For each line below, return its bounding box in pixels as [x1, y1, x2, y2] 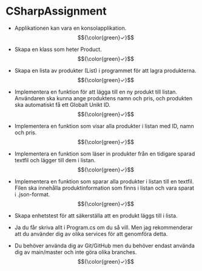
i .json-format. [14, 190, 50, 198]
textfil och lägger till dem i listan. [14, 156, 96, 163]
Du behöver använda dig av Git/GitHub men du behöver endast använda [14, 242, 195, 249]
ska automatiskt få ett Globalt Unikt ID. [14, 101, 110, 108]
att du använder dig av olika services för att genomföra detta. [14, 230, 168, 238]
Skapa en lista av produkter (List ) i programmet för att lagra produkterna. [14, 67, 197, 74]
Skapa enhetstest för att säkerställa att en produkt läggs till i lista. [14, 211, 178, 219]
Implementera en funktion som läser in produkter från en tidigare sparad [14, 150, 195, 157]
